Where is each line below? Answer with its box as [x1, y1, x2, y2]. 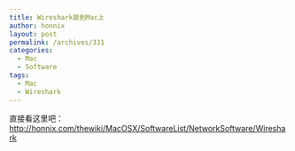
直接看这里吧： [9, 113, 64, 123]
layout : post [9, 29, 58, 38]
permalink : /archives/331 [9, 37, 105, 47]
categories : [9, 46, 53, 55]
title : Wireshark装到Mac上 [9, 12, 105, 22]
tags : [9, 71, 29, 80]
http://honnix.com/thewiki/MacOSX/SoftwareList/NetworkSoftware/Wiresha [9, 123, 286, 133]
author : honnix [9, 21, 66, 30]
